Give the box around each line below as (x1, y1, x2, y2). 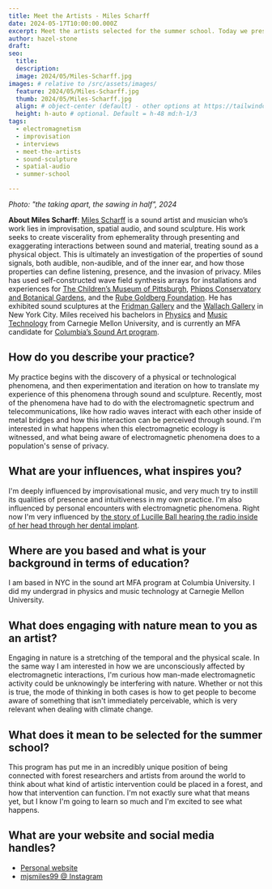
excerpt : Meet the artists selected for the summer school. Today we (8, 27, 249, 35)
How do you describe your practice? (8, 350, 196, 365)
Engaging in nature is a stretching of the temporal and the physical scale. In (8, 653, 261, 663)
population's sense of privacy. (8, 441, 109, 451)
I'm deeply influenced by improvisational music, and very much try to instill (8, 485, 258, 495)
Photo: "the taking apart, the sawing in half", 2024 (8, 199, 177, 209)
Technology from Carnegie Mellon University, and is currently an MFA (8, 318, 241, 328)
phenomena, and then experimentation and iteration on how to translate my (8, 380, 260, 390)
